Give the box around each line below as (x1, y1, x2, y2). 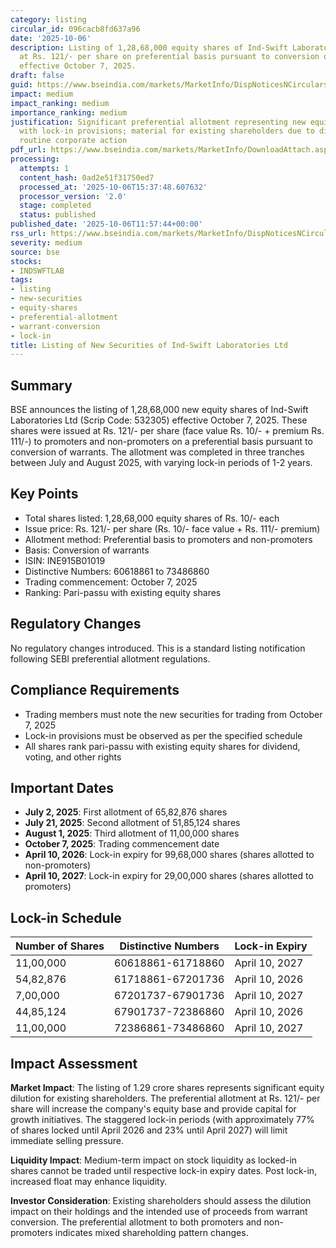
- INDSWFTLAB (10, 266, 65, 276)
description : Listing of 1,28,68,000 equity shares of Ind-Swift (10, 42, 288, 53)
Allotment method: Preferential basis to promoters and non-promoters (24, 533, 313, 545)
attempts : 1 (19, 163, 70, 173)
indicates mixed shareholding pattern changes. (54, 1226, 249, 1238)
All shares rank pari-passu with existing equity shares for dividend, (24, 740, 301, 752)
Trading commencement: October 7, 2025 (24, 576, 198, 588)
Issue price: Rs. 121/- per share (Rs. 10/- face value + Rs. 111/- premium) (24, 522, 321, 535)
